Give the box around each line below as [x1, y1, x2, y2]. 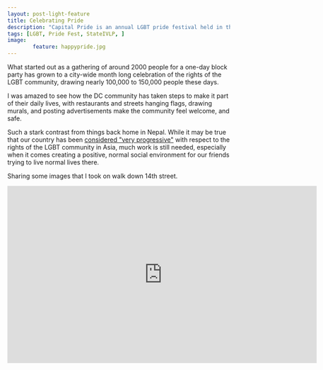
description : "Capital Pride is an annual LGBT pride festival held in [7, 23, 223, 30]
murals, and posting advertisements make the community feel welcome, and [7, 107, 230, 115]
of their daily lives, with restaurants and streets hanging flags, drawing [7, 99, 213, 107]
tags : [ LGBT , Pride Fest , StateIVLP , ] [7, 30, 125, 38]
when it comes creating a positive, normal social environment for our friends [7, 150, 230, 159]
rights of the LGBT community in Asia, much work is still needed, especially [7, 143, 226, 151]
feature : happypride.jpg [33, 43, 106, 50]
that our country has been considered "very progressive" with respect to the [7, 135, 230, 144]
